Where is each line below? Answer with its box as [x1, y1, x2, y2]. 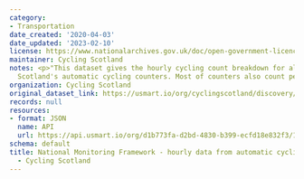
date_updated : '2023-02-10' [9, 38, 116, 48]
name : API [17, 123, 54, 132]
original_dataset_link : [9, 89, 100, 98]
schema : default [9, 139, 71, 148]
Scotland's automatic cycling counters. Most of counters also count [17, 72, 285, 81]
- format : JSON [9, 114, 67, 123]
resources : [9, 106, 51, 115]
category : [9, 13, 47, 23]
